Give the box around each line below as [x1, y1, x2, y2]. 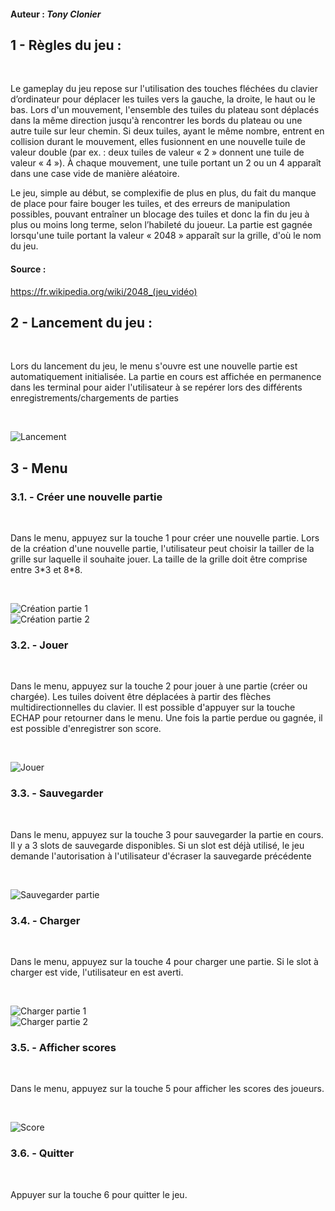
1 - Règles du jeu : [10, 36, 122, 54]
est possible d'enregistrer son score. [10, 723, 162, 735]
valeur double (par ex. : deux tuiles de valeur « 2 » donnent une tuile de [10, 146, 305, 159]
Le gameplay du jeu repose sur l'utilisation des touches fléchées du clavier [10, 83, 318, 95]
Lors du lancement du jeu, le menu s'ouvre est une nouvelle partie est [10, 360, 298, 372]
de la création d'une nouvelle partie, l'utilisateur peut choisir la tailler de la [10, 543, 315, 555]
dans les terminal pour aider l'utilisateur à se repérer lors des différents [10, 381, 303, 394]
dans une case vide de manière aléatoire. [10, 168, 180, 180]
